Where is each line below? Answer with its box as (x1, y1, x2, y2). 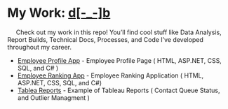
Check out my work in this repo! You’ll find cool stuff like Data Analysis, (15, 28, 222, 36)
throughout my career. (7, 43, 72, 51)
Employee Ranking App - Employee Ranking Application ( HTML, (17, 71, 204, 80)
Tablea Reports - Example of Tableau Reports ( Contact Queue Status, (17, 86, 220, 94)
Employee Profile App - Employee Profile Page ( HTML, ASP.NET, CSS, (17, 56, 222, 64)
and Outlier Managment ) (17, 93, 90, 102)
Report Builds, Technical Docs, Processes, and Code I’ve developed (7, 35, 203, 43)
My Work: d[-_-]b (7, 5, 111, 21)
